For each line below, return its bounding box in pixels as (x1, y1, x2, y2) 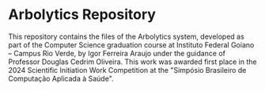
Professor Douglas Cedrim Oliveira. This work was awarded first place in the (8, 57, 257, 66)
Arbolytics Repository (8, 6, 157, 24)
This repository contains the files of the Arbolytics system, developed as (8, 32, 245, 41)
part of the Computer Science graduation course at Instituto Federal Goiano (8, 40, 255, 49)
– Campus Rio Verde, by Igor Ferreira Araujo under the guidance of (8, 48, 226, 58)
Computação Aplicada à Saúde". (8, 74, 114, 83)
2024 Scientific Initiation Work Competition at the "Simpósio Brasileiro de (8, 65, 247, 74)
